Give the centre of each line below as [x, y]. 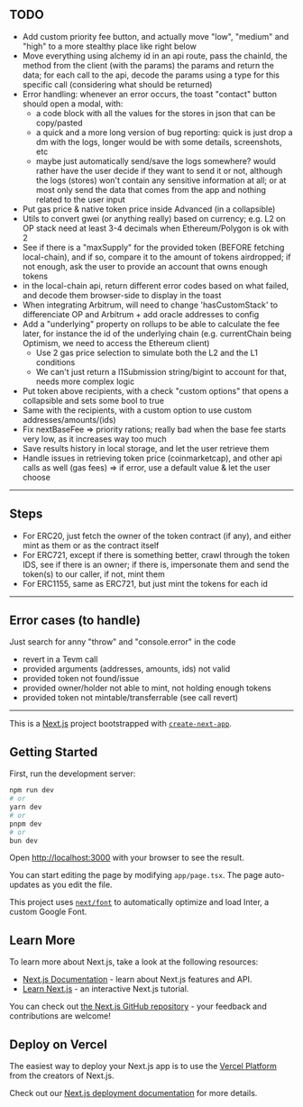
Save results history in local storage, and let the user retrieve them [146, 448]
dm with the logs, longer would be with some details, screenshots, [159, 142]
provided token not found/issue [81, 679]
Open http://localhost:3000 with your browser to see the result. [127, 858]
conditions [55, 362]
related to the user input [81, 199]
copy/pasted [59, 123]
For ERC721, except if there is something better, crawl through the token [156, 554]
